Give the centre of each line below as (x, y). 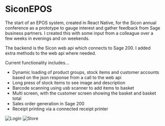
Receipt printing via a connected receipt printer (60, 109)
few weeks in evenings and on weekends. (48, 38)
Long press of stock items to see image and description (69, 83)
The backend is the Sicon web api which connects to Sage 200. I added (78, 48)
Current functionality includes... (37, 63)
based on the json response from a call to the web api (67, 77)
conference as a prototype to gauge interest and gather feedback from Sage (83, 28)
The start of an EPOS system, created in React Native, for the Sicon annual (81, 23)
